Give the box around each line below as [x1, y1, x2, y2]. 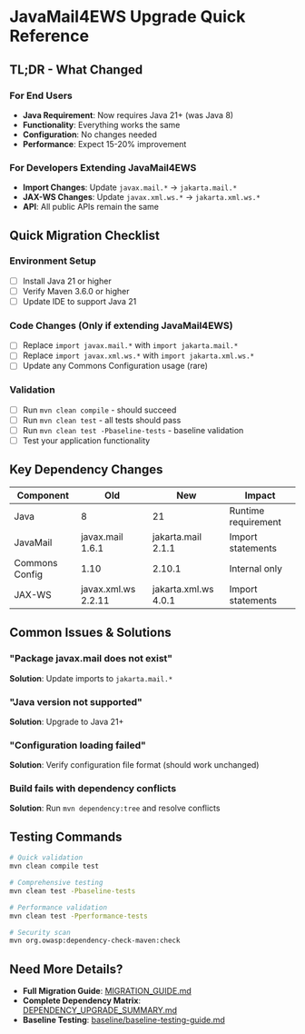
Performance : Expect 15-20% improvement [22, 138, 187, 149]
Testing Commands [9, 829, 123, 844]
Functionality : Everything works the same [22, 119, 181, 130]
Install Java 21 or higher [22, 275, 112, 286]
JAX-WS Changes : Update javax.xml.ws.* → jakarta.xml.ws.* [22, 192, 261, 203]
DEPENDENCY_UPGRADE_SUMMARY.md [22, 1005, 178, 1016]
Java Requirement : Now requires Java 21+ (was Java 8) [22, 109, 234, 120]
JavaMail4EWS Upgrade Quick [9, 6, 246, 27]
